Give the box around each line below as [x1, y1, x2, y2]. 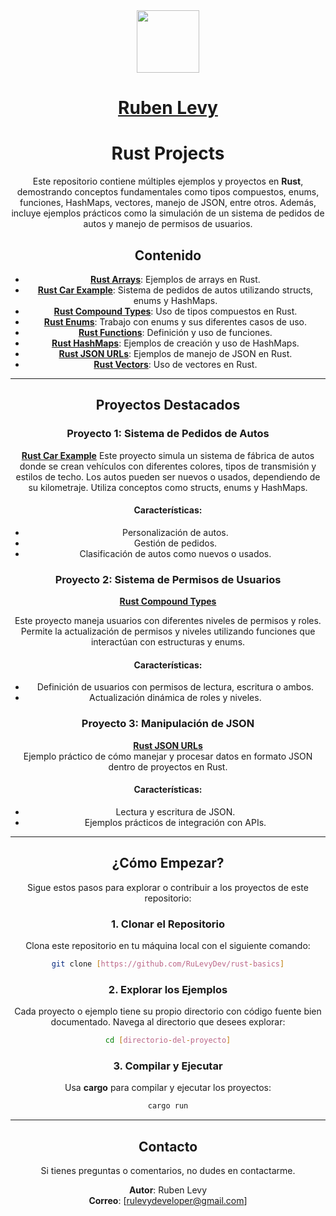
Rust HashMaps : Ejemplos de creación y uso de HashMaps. [51, 337, 300, 349]
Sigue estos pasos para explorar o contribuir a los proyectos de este [27, 881, 309, 893]
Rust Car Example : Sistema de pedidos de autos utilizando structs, [37, 284, 314, 296]
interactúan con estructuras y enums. [90, 636, 246, 648]
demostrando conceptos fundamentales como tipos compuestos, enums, [16, 186, 320, 198]
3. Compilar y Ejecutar [113, 1059, 223, 1073]
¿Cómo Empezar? [111, 855, 225, 872]
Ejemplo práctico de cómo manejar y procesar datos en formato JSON [23, 750, 313, 762]
